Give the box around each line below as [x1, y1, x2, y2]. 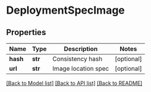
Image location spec [52, 65, 109, 72]
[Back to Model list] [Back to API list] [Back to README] [6, 80, 143, 87]
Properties [6, 27, 46, 37]
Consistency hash [52, 55, 103, 63]
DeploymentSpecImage [6, 4, 125, 17]
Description [64, 45, 98, 53]
